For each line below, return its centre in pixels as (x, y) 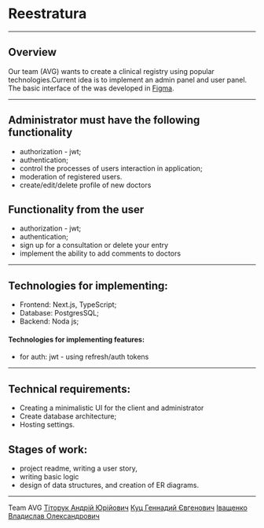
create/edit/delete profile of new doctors (85, 185)
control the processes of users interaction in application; (111, 168)
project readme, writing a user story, (78, 468)
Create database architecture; (68, 416)
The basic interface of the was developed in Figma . (91, 88)
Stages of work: (48, 449)
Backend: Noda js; (49, 321)
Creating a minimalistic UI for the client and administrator (112, 408)
